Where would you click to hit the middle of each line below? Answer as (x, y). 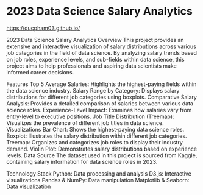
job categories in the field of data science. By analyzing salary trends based (101, 52)
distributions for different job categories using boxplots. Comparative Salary (101, 97)
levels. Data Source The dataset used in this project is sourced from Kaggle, (102, 155)
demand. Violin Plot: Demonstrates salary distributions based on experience (101, 149)
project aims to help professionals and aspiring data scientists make (91, 66)
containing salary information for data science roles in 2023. (82, 161)
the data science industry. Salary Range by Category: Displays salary (93, 90)
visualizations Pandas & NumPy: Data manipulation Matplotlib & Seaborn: (98, 180)
